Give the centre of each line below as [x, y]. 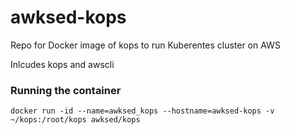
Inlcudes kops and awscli [62, 64]
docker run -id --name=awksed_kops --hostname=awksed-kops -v [142, 111]
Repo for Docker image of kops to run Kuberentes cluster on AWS [145, 45]
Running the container [66, 90]
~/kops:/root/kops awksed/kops [75, 120]
